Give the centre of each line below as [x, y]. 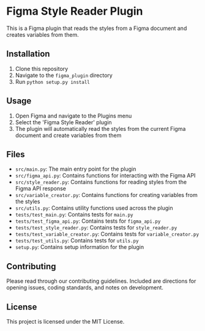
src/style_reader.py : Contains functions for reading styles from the [101, 182]
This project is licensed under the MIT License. [65, 322]
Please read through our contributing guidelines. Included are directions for [101, 281]
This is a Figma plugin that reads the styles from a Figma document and [97, 28]
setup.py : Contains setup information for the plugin [80, 247]
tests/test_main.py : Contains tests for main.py [74, 215]
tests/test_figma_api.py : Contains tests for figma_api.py [88, 221]
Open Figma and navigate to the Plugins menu [73, 116]
